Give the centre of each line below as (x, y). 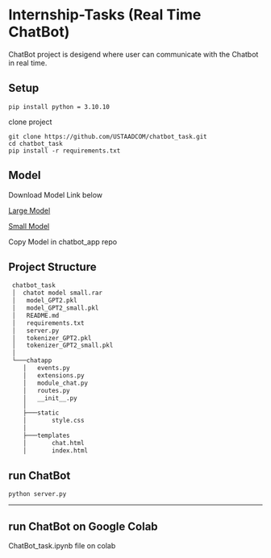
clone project (30, 122)
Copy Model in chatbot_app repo (63, 242)
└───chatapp (32, 360)
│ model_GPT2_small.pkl (55, 308)
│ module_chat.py (56, 383)
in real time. (28, 63)
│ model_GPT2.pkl (45, 301)
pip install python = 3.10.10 (59, 106)
